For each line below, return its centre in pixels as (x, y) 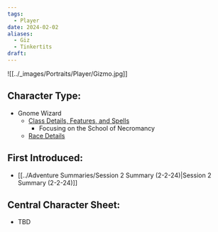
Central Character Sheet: (64, 205)
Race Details (47, 136)
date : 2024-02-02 (33, 27)
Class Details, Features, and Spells (79, 121)
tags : (15, 14)
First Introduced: (45, 158)
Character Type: (44, 96)
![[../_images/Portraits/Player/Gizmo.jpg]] (67, 73)
